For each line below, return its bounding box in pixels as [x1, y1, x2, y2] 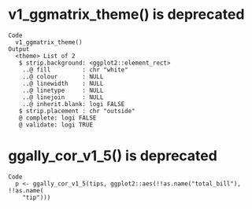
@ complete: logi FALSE [18, 114, 97, 122]
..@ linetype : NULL [22, 86, 104, 94]
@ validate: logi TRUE [18, 120, 93, 129]
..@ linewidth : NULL [22, 79, 104, 87]
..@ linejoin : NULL [22, 93, 104, 101]
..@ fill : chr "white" [22, 65, 128, 74]
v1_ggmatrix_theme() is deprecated [8, 5, 245, 24]
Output [8, 45, 30, 53]
